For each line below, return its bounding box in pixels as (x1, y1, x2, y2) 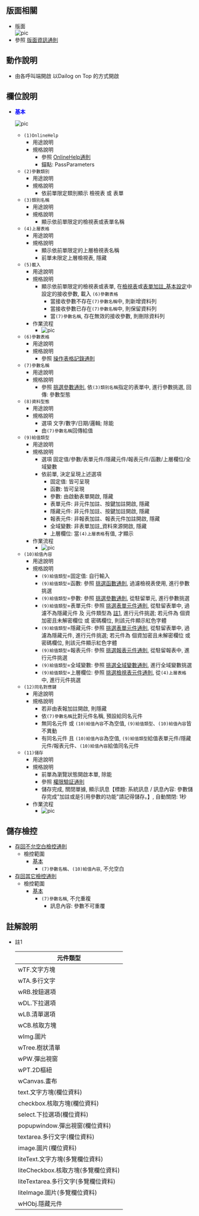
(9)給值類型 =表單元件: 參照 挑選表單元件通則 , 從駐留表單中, (41, 602, 184, 609)
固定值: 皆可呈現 (50, 478, 90, 485)
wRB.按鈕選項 (17, 988, 56, 996)
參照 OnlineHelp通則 (41, 153, 91, 161)
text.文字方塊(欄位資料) (17, 1088, 82, 1096)
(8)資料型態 (23, 399, 50, 405)
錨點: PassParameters (41, 161, 95, 168)
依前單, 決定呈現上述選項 (41, 470, 102, 477)
